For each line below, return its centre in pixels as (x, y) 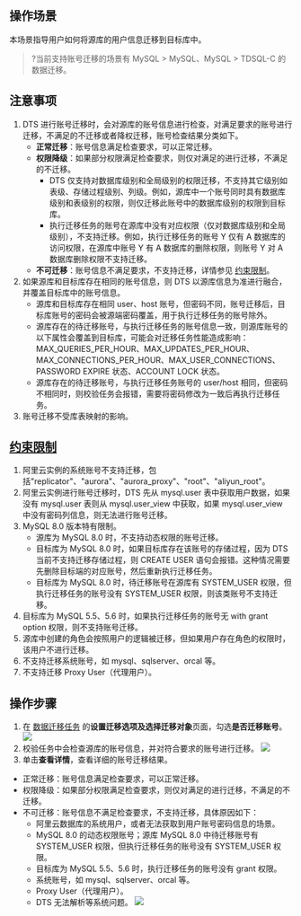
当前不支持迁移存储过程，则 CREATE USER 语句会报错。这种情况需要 (163, 560)
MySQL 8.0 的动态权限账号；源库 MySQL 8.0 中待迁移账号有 (147, 835)
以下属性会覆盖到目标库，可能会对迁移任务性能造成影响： (142, 337)
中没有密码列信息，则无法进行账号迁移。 (97, 515)
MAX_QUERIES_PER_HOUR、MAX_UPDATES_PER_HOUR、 (145, 348)
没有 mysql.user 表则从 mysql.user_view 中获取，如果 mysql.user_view (152, 504)
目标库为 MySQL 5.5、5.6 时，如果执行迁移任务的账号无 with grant (145, 616)
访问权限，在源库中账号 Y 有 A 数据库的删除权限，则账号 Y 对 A (166, 247)
